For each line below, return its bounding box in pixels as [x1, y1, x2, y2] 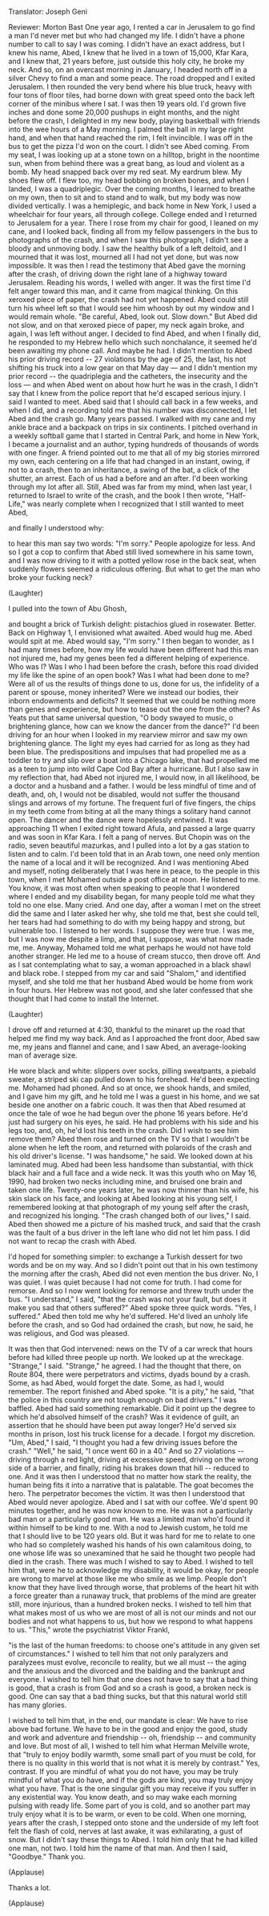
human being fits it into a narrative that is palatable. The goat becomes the [8, 1480, 254, 1490]
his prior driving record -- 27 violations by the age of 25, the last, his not [8, 354, 247, 364]
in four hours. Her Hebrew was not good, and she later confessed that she [8, 986, 254, 994]
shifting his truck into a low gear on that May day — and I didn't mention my [8, 363, 258, 372]
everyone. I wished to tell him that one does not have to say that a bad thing [8, 1675, 259, 1684]
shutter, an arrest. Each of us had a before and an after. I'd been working [8, 474, 248, 483]
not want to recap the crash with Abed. [8, 1236, 138, 1245]
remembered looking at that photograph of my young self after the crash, [8, 1202, 250, 1212]
